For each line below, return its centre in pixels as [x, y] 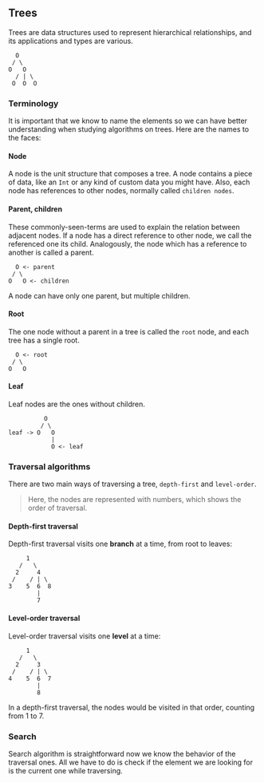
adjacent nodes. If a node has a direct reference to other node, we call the [130, 235]
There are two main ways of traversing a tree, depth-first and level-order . [132, 484]
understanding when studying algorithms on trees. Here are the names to [129, 129]
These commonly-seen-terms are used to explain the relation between [124, 227]
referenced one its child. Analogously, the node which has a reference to [128, 243]
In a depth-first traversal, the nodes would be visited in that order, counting [132, 707]
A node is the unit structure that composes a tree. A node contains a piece [130, 174]
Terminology [33, 103]
